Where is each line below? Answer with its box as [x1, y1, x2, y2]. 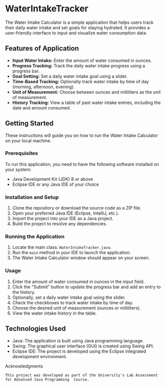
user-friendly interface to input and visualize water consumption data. [5, 30, 147, 36]
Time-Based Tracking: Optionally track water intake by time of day [12, 78, 149, 84]
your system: [5, 166, 32, 172]
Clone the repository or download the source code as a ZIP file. [12, 205, 142, 211]
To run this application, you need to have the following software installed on [5, 161, 159, 167]
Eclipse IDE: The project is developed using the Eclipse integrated [12, 348, 146, 354]
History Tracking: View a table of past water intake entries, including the [12, 100, 161, 106]
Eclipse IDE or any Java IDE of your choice [12, 181, 99, 187]
